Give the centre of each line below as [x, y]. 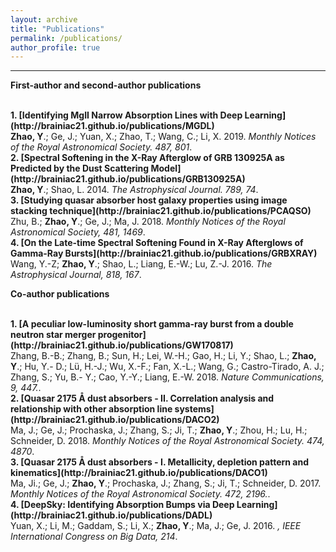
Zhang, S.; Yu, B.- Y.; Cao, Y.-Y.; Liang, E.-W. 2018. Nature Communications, [167, 377]
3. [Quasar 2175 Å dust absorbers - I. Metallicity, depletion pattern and [160, 462]
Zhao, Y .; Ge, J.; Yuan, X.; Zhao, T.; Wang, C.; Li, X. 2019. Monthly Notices [163, 137]
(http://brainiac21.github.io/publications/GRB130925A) [128, 179]
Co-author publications [60, 294]
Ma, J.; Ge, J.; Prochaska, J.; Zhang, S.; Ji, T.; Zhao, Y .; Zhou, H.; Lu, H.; [159, 430]
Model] [166, 168]
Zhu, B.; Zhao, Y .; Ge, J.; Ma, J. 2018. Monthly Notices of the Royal [148, 222]
